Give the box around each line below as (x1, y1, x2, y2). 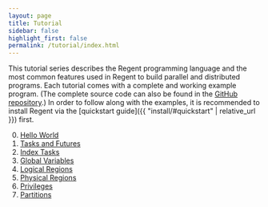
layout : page (8, 11, 52, 20)
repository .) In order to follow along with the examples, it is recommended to (8, 98, 260, 108)
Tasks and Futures (19, 139, 82, 148)
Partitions (19, 190, 52, 200)
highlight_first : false (8, 34, 88, 43)
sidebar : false (8, 26, 59, 34)
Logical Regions (19, 164, 74, 174)
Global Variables (19, 156, 74, 165)
